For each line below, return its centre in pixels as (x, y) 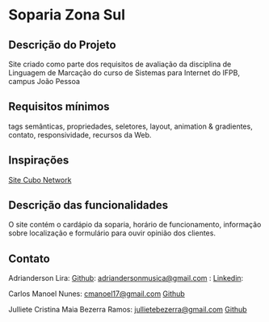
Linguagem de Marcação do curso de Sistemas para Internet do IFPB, (124, 73)
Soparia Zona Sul (67, 15)
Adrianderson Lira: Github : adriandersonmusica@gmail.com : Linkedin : (126, 278)
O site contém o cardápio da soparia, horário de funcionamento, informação (135, 225)
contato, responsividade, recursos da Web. (80, 134)
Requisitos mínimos (59, 107)
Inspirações (39, 161)
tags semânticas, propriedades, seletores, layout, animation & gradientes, (130, 126)
